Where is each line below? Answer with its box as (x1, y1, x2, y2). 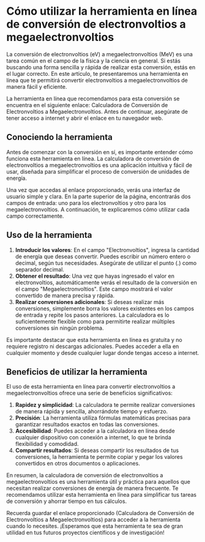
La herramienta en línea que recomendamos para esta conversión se (6, 95, 180, 102)
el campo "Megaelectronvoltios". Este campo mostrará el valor (15, 285, 173, 292)
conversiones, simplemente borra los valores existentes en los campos (15, 305, 195, 312)
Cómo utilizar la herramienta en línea (6, 4, 198, 18)
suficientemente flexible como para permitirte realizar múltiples (15, 317, 176, 325)
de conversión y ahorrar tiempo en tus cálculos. (6, 497, 127, 505)
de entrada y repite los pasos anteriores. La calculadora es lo (15, 311, 170, 319)
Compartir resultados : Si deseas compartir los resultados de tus (15, 447, 179, 454)
